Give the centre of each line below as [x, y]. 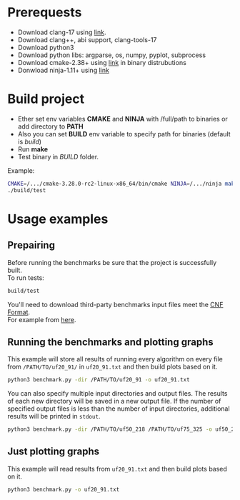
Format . [19, 312]
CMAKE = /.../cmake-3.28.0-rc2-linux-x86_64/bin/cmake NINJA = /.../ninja [115, 184]
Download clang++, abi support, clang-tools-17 [87, 39]
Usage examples [58, 219]
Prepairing [31, 245]
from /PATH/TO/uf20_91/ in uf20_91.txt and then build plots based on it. [112, 367]
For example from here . [42, 319]
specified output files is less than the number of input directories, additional [119, 409]
